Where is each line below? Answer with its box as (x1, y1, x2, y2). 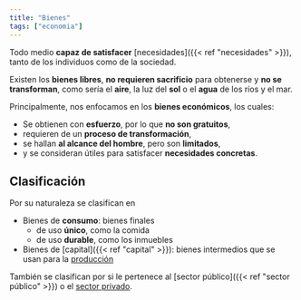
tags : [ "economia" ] (9, 22, 83, 31)
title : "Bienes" (9, 13, 71, 23)
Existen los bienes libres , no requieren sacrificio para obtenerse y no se (9, 73, 283, 84)
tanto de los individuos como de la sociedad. (9, 56, 177, 67)
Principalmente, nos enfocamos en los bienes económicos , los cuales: (9, 101, 275, 111)
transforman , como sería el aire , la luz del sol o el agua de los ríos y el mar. (9, 83, 293, 94)
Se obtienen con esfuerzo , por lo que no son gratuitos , (22, 119, 231, 130)
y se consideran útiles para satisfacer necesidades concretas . (22, 147, 258, 159)
